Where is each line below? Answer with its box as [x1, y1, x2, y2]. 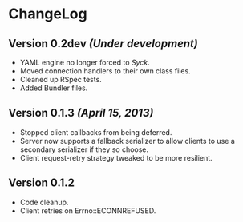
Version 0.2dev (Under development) [8, 37, 198, 50]
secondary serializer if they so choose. [19, 145, 149, 154]
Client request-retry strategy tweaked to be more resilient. [19, 153, 213, 162]
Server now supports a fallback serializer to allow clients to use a [19, 136, 235, 145]
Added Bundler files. [19, 83, 88, 93]
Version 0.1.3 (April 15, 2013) [8, 106, 154, 120]
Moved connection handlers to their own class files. [19, 66, 191, 76]
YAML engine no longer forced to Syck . [19, 57, 150, 67]
